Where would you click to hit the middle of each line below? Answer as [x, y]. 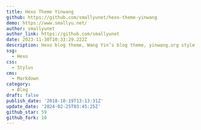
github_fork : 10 [26, 117]
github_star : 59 [26, 112]
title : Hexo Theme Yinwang [40, 12]
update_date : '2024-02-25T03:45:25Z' [54, 106]
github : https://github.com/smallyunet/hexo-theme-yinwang [82, 17]
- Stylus [23, 67]
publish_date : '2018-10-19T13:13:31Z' [55, 101]
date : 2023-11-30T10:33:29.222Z [47, 40]
